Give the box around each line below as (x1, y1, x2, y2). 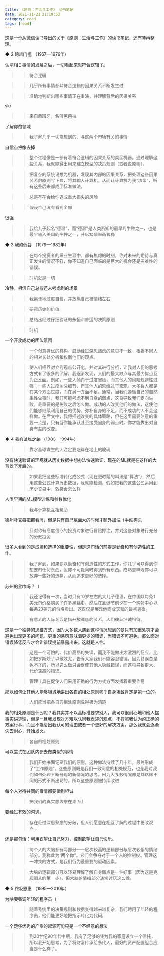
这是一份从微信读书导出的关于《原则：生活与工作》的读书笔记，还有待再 (5, 35, 150, 41)
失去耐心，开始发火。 (5, 728, 48, 734)
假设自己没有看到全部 (29, 205, 72, 210)
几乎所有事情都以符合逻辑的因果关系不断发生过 (29, 83, 123, 89)
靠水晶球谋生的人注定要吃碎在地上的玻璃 (29, 447, 111, 453)
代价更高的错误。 (29, 668, 64, 674)
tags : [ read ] (5, 21, 32, 26)
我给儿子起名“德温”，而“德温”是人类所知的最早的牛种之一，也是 (29, 225, 157, 231)
